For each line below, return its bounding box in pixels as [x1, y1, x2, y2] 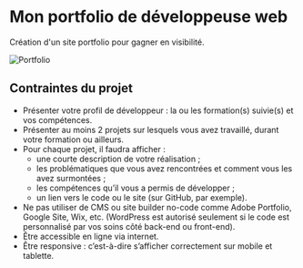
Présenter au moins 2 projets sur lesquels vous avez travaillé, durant [22, 124, 279, 135]
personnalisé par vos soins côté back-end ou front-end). [22, 221, 236, 232]
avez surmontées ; [35, 172, 106, 183]
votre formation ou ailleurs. [22, 134, 125, 145]
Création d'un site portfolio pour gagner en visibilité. [9, 36, 205, 47]
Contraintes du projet [9, 80, 134, 97]
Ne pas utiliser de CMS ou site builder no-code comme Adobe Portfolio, [22, 201, 292, 212]
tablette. [22, 250, 55, 261]
